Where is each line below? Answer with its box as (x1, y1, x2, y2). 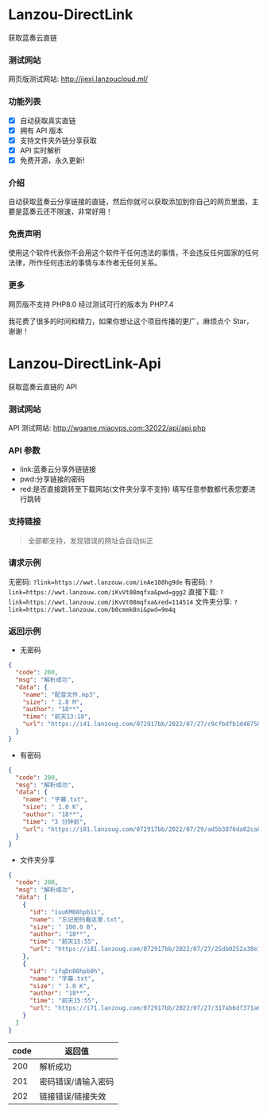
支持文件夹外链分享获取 (19, 135, 97, 145)
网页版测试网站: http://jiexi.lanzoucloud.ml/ (8, 74, 149, 84)
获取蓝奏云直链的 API (8, 381, 78, 391)
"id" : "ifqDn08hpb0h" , (29, 967, 105, 975)
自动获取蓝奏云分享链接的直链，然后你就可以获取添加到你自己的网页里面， (8, 197, 252, 207)
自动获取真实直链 (19, 115, 76, 125)
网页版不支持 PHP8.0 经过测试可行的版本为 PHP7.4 (8, 300, 174, 309)
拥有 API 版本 (19, 126, 64, 135)
